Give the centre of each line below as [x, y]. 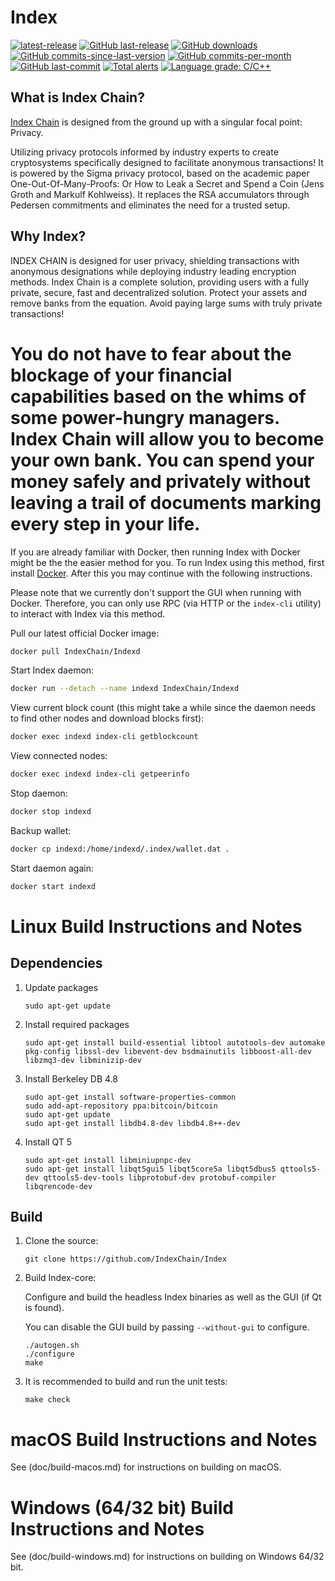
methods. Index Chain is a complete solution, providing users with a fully [160, 282]
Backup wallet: [41, 830]
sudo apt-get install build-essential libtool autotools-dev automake [175, 1042]
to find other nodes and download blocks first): [107, 718]
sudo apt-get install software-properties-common [130, 1097]
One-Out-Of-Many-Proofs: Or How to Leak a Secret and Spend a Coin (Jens [167, 183]
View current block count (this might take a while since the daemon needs [163, 708]
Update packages [61, 987]
